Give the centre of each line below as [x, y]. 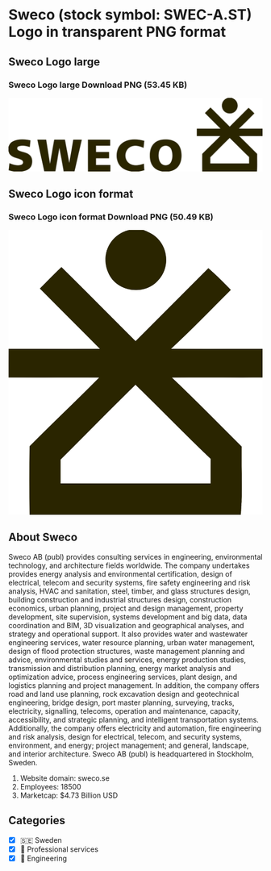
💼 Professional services [59, 849]
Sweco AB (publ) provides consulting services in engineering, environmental [135, 556]
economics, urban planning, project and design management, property [126, 608]
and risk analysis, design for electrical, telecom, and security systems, [125, 736]
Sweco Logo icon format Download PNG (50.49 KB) [111, 217]
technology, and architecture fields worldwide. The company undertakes [129, 565]
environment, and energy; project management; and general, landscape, [129, 745]
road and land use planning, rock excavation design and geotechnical [124, 694]
